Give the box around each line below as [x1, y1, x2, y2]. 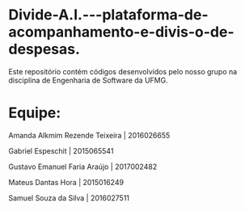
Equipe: [8, 103, 61, 122]
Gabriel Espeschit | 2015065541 [8, 146, 114, 155]
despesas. [8, 40, 81, 58]
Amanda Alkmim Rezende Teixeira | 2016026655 [8, 130, 171, 140]
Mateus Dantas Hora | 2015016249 [8, 177, 124, 187]
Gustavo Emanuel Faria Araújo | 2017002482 [8, 162, 158, 171]
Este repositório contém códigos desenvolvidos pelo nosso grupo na [8, 66, 238, 76]
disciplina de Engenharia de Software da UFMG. [8, 75, 168, 85]
